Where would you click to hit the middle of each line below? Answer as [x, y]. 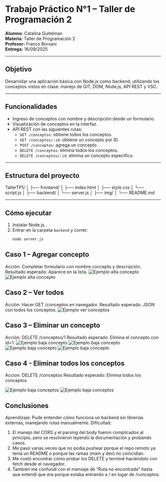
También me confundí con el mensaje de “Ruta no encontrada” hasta [82, 469]
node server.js [28, 239]
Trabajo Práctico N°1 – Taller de [70, 9]
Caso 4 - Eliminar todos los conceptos [65, 363]
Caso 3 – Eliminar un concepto [53, 325]
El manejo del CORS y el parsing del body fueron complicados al [78, 433]
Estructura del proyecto [42, 175]
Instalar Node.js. [29, 225]
